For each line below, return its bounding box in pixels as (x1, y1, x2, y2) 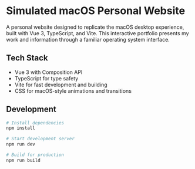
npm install (6, 125, 35, 131)
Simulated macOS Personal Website (6, 4, 186, 18)
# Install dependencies (6, 120, 65, 126)
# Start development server (6, 136, 75, 142)
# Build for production (6, 152, 65, 158)
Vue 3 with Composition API (14, 69, 83, 76)
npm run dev (6, 141, 35, 147)
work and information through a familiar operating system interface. (6, 36, 170, 43)
